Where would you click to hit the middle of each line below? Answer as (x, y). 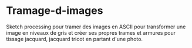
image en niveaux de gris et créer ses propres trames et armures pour (91, 32)
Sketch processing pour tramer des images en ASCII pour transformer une (96, 27)
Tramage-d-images (55, 11)
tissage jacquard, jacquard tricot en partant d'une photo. (74, 39)
